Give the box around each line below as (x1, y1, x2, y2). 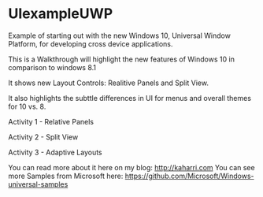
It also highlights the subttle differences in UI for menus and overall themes (8, 93, 252, 102)
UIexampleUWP (8, 5, 113, 23)
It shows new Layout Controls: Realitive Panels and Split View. (8, 78, 209, 87)
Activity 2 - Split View (8, 132, 79, 142)
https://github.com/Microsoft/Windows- (124, 171, 254, 180)
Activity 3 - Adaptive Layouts (8, 147, 102, 157)
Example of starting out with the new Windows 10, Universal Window (8, 31, 231, 40)
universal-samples (8, 179, 69, 189)
